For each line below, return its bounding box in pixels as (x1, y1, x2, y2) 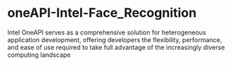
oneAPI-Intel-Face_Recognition (7, 5, 197, 21)
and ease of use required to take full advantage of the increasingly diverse (7, 43, 226, 51)
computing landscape (7, 51, 71, 59)
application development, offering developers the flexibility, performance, (7, 35, 222, 44)
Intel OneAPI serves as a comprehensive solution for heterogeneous (7, 28, 206, 37)
